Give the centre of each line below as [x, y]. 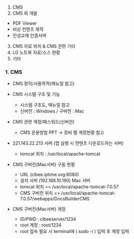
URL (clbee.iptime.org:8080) [49, 175]
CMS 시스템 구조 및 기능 [36, 94]
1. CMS [14, 72]
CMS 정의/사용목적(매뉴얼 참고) [43, 84]
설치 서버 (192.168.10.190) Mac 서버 [55, 181]
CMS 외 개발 [25, 13]
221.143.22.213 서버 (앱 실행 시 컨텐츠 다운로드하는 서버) [68, 143]
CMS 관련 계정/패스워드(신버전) [43, 122]
